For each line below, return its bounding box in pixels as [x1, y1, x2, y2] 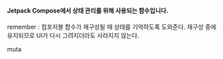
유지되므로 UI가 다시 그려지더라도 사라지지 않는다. [7, 32, 140, 40]
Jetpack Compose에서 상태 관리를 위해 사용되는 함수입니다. [7, 6, 169, 14]
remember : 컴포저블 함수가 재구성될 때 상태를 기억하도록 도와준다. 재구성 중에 [7, 23, 217, 31]
